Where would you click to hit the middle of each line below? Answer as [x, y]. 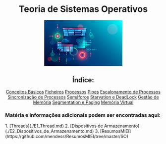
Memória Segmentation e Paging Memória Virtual [83, 102]
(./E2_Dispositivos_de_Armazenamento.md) [50, 131]
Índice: [83, 80]
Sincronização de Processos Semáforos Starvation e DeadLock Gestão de [83, 97]
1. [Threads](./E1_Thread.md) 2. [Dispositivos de [54, 126]
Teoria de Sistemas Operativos [83, 9]
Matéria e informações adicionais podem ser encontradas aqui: [83, 115]
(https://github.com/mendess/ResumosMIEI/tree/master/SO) [67, 137]
